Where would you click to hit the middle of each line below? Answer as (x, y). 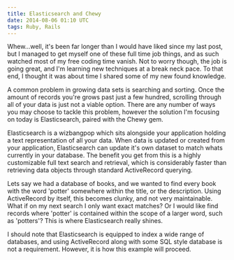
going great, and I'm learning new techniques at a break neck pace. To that (115, 69)
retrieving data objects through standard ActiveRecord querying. (100, 170)
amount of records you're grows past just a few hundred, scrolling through (115, 97)
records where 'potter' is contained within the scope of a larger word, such (115, 213)
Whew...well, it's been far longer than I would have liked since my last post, (115, 47)
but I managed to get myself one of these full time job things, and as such (113, 54)
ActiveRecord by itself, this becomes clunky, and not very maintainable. (110, 198)
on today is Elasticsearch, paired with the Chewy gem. (86, 120)
